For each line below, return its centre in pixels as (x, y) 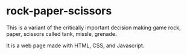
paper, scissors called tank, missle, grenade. (62, 33)
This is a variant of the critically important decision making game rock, (93, 27)
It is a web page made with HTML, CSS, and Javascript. (75, 45)
